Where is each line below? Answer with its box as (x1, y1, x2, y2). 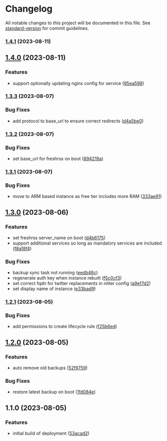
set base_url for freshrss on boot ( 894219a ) (12, 155, 104, 162)
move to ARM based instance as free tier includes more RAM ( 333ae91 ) (12, 193, 162, 199)
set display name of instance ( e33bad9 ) (12, 286, 96, 292)
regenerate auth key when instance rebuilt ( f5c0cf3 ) (12, 275, 122, 281)
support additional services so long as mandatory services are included (12, 240, 162, 246)
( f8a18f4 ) (12, 245, 32, 251)
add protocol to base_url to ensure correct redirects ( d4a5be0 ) (12, 117, 144, 124)
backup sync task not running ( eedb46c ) (12, 269, 98, 276)
